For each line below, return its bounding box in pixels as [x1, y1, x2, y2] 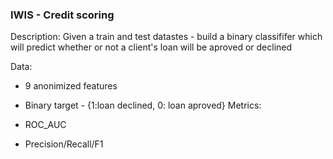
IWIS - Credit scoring [10, 8, 115, 22]
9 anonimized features [24, 80, 118, 92]
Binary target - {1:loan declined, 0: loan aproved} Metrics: [24, 99, 262, 112]
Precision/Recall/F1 [24, 138, 104, 150]
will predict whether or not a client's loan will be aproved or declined [10, 41, 293, 53]
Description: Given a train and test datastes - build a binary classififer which [10, 31, 323, 43]
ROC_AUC [24, 119, 67, 131]
